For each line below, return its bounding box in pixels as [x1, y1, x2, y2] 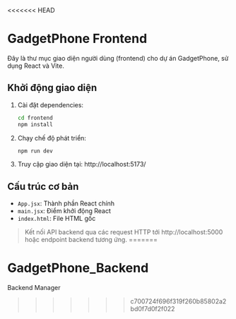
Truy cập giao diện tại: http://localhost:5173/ [17, 160, 146, 169]
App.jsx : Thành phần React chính [17, 199, 115, 207]
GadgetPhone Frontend [7, 31, 148, 47]
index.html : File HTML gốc [17, 215, 96, 223]
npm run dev [17, 148, 53, 155]
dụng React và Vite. [7, 61, 65, 70]
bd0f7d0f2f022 [130, 305, 175, 313]
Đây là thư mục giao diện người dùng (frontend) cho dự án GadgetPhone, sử [7, 54, 229, 62]
